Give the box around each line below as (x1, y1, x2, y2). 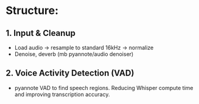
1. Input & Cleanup (5, 28, 75, 38)
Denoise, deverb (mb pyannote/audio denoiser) (14, 50, 134, 58)
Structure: (5, 4, 59, 18)
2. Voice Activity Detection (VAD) (5, 68, 134, 78)
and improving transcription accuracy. (14, 91, 110, 98)
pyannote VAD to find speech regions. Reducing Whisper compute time (14, 84, 194, 91)
